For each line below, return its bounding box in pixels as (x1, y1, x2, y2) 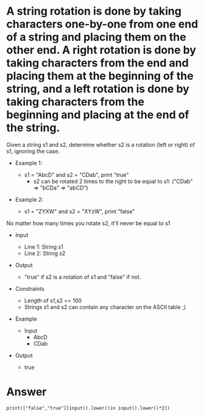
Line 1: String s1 (24, 243, 64, 251)
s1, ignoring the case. (6, 148, 60, 155)
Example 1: (15, 159, 43, 166)
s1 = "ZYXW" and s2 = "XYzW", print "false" (24, 207, 135, 215)
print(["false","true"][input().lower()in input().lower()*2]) (6, 405, 171, 411)
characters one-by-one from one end (6, 17, 199, 31)
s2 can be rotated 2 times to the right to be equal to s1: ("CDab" (33, 177, 193, 185)
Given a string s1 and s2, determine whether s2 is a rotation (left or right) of (6, 141, 195, 148)
